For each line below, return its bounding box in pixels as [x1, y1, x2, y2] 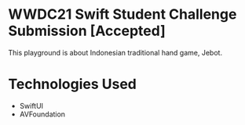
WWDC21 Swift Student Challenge [8, 5, 237, 23]
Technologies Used [8, 76, 137, 93]
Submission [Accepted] [8, 22, 166, 40]
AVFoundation [19, 109, 65, 119]
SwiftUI [19, 101, 44, 110]
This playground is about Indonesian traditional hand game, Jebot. [8, 48, 222, 57]
